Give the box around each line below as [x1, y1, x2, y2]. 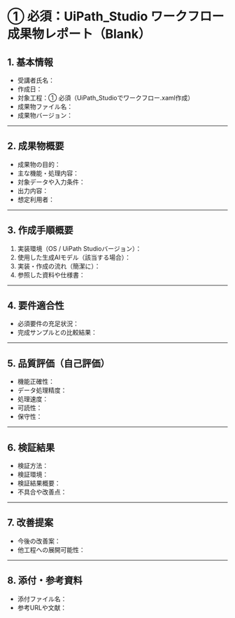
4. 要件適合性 [7, 300, 64, 311]
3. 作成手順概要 [7, 224, 73, 236]
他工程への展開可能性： [17, 545, 85, 553]
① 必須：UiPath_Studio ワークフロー [7, 8, 225, 25]
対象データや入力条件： [17, 177, 85, 186]
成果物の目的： [17, 160, 61, 168]
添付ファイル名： [17, 594, 67, 603]
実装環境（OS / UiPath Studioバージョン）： [17, 244, 142, 253]
